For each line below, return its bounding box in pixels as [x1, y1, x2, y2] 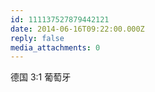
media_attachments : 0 [10, 42, 101, 53]
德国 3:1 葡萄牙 [10, 71, 72, 83]
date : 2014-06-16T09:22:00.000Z [10, 24, 145, 34]
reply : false [10, 33, 65, 43]
